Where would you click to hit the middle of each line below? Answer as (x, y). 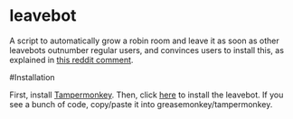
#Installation (33, 77)
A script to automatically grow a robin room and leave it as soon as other (145, 41)
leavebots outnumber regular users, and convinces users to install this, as (147, 50)
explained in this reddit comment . (71, 59)
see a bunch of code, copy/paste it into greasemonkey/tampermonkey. (141, 104)
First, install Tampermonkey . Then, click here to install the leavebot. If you (146, 95)
